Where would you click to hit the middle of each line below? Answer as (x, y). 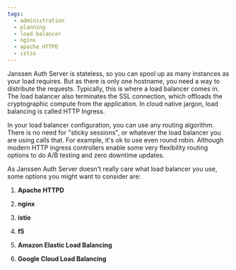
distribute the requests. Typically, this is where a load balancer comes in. (113, 89)
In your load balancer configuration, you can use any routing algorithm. (111, 125)
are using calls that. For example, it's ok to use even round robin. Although (116, 140)
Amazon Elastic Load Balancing (65, 244)
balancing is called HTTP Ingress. (56, 111)
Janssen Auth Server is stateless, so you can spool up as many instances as (118, 73)
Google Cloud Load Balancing (62, 259)
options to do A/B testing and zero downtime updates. (86, 155)
